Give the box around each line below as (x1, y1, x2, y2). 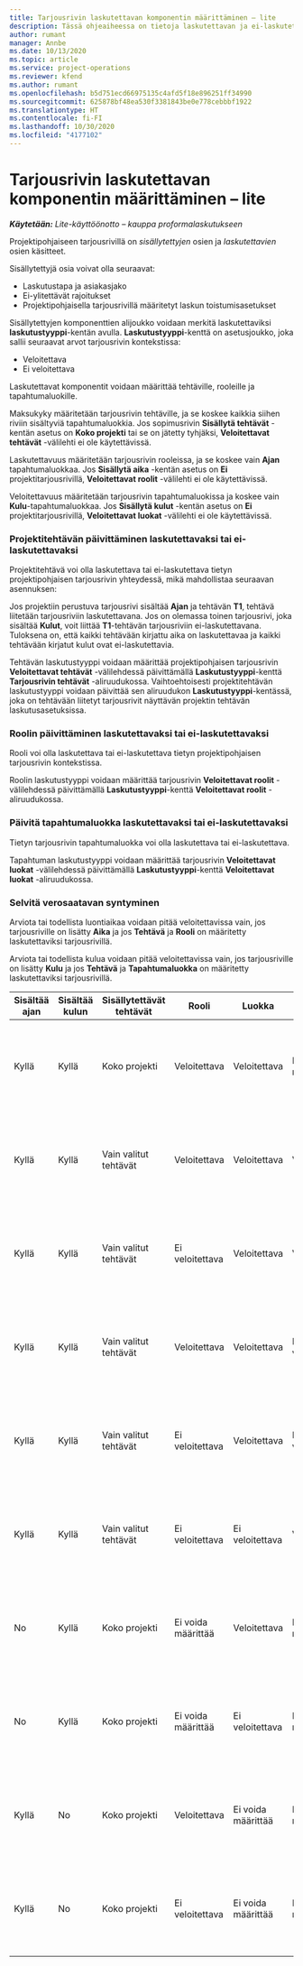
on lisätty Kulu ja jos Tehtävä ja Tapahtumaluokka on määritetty (9, 963, 250, 974)
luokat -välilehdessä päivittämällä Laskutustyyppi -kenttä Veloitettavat (9, 863, 275, 875)
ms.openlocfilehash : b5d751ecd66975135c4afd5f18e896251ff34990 (9, 88, 252, 97)
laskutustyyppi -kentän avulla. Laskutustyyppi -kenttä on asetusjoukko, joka (9, 327, 294, 337)
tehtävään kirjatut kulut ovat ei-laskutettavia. (9, 640, 174, 651)
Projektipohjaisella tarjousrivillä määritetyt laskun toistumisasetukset (22, 300, 277, 310)
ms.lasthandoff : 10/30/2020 (9, 123, 115, 132)
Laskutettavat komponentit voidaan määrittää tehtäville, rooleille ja (9, 381, 255, 392)
